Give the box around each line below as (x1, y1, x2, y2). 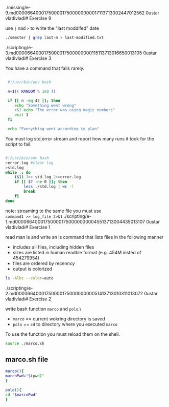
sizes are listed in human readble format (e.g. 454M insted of (12, 249, 141, 255)
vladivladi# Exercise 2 (5, 296, 52, 302)
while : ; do (5, 170, 31, 175)
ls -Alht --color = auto (5, 275, 54, 281)
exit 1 (14, 112, 29, 117)
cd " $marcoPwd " (5, 392, 38, 397)
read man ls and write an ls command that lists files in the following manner (5, 234, 164, 240)
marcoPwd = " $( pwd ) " (5, 374, 44, 379)
